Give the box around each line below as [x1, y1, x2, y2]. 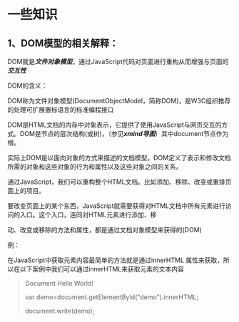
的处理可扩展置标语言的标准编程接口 [7, 105, 114, 114]
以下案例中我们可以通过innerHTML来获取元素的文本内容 [19, 265, 184, 273]
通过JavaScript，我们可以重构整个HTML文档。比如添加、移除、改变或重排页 [7, 177, 232, 186]
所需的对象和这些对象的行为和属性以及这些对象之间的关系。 [7, 162, 183, 171]
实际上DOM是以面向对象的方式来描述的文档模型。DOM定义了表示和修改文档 [7, 154, 231, 162]
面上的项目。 [7, 187, 45, 194]
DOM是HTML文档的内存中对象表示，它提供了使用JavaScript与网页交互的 [7, 120, 222, 129]
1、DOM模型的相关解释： [7, 37, 119, 49]
